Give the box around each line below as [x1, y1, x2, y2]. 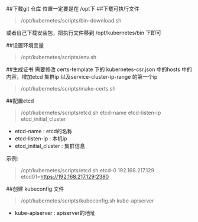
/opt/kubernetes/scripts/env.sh [20, 54, 96, 60]
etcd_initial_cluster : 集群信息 [14, 143, 86, 149]
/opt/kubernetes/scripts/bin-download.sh [20, 17, 122, 24]
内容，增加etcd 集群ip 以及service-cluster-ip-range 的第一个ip [6, 73, 158, 80]
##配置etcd [6, 97, 34, 104]
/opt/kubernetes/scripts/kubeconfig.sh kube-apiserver [20, 197, 154, 204]
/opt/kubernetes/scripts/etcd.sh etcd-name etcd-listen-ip [20, 109, 161, 116]
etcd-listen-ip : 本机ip [14, 135, 67, 142]
